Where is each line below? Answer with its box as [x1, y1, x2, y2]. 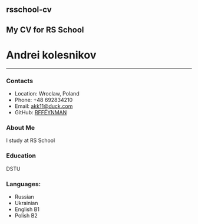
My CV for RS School [6, 25, 84, 35]
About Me [6, 123, 35, 131]
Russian [14, 193, 34, 200]
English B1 [14, 206, 40, 213]
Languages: [6, 180, 41, 188]
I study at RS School [6, 137, 55, 144]
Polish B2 [14, 212, 38, 219]
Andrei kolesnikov [6, 48, 97, 61]
